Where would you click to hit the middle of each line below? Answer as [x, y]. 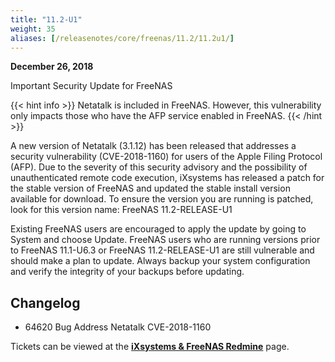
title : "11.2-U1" [46, 19]
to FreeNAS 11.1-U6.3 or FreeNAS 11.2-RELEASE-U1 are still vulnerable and [162, 250]
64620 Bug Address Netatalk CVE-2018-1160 [118, 327]
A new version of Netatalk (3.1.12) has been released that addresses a [153, 146]
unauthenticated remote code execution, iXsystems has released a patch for [167, 178]
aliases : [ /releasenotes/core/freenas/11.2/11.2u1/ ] [122, 38]
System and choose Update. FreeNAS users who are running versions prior [165, 240]
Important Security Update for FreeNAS [91, 86]
